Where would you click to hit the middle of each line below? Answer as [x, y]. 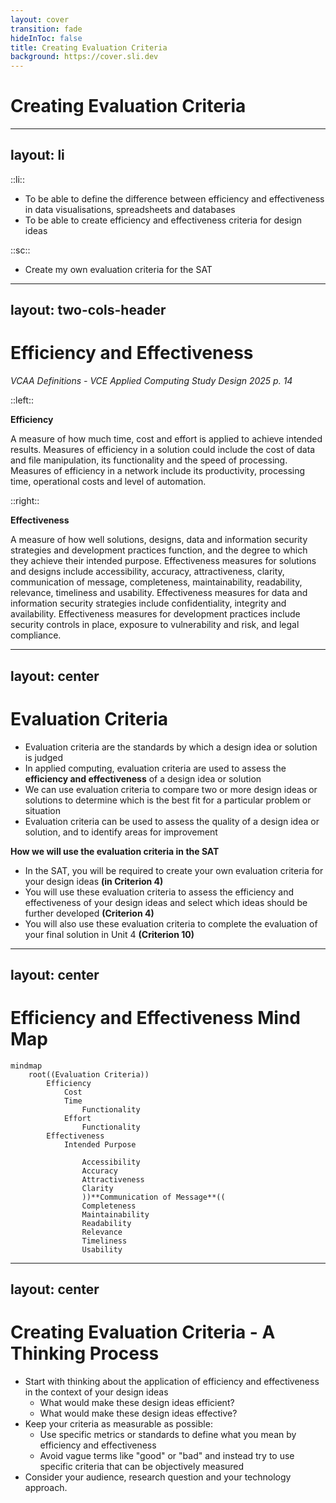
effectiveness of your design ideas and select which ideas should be [166, 902]
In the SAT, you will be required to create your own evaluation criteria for [174, 870]
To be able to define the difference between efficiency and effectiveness [174, 198]
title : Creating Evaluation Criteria [89, 47]
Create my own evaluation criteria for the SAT [118, 269]
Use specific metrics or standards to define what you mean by [168, 1435]
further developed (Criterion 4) [89, 913]
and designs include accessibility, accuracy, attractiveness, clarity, [147, 572]
